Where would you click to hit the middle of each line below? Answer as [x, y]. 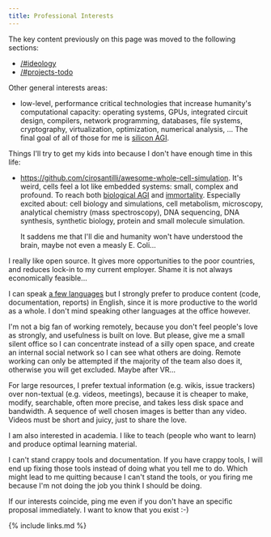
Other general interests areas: [58, 87]
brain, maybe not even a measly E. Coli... [88, 245]
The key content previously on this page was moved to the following [122, 39]
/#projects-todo [47, 72]
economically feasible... [48, 278]
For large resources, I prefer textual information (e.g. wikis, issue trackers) [132, 385]
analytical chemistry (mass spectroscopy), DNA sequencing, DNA [130, 212]
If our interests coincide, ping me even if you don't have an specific [121, 501]
